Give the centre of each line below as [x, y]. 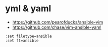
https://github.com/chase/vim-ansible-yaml [57, 27]
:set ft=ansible [22, 40]
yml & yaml [28, 9]
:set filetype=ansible [28, 36]
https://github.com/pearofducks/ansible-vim [57, 22]
